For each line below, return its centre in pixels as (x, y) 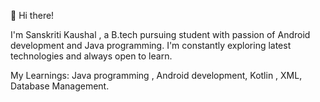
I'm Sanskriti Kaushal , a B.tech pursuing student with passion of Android (160, 34)
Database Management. (60, 86)
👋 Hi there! (32, 15)
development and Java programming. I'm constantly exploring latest (151, 45)
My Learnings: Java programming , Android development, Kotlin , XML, (156, 75)
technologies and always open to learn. (91, 56)
